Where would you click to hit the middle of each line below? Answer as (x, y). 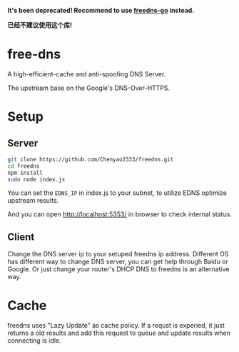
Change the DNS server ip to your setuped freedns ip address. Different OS (118, 254)
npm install (25, 173)
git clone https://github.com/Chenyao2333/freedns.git (91, 159)
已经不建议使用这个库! (40, 25)
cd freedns (24, 166)
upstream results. (33, 201)
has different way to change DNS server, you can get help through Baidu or (118, 262)
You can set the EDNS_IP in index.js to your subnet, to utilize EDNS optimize (117, 193)
